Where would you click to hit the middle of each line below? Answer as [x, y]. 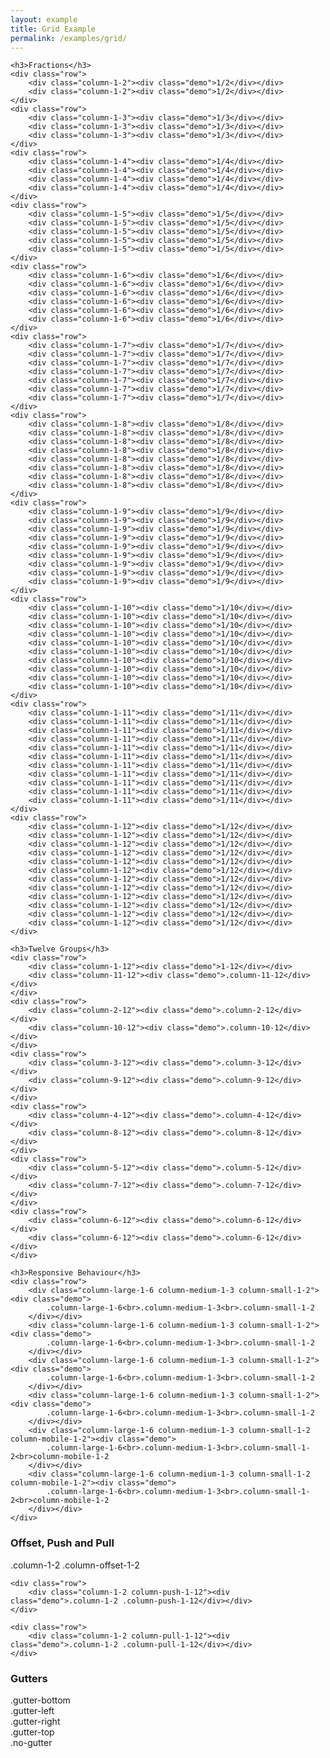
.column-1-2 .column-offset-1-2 [75, 1565]
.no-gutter [31, 1742]
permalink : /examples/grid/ [69, 38]
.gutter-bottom [40, 1700]
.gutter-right [35, 1721]
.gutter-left [32, 1710]
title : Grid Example [53, 29]
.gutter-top [32, 1732]
